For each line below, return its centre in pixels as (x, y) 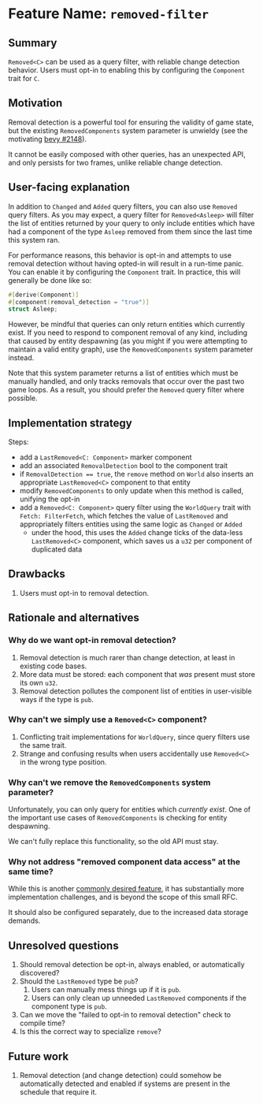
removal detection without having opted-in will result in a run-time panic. (126, 263)
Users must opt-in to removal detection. (84, 593)
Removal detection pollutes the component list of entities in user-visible (135, 691)
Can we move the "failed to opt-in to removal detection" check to (125, 1015)
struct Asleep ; (33, 309)
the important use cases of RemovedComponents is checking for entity (118, 818)
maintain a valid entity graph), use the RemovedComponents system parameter (131, 349)
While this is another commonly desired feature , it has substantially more (126, 889)
